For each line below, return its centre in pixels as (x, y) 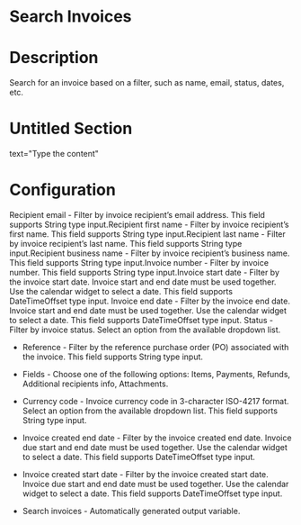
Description (54, 58)
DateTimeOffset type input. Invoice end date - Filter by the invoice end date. (150, 301)
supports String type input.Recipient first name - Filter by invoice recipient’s (149, 224)
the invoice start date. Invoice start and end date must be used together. (143, 282)
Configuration (63, 190)
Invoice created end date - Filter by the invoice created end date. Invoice (157, 438)
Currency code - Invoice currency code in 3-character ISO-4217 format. (155, 401)
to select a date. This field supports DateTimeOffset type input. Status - (142, 320)
